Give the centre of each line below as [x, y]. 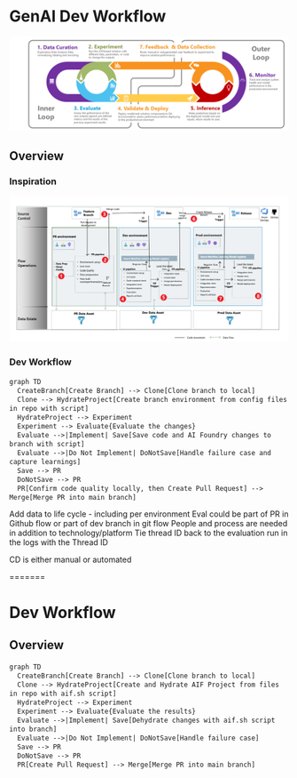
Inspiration [33, 181]
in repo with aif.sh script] [63, 694]
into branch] [33, 729]
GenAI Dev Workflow [88, 16]
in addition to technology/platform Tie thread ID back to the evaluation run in [148, 533]
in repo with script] [49, 408]
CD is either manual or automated [70, 559]
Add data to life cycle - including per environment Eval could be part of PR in [149, 514]
